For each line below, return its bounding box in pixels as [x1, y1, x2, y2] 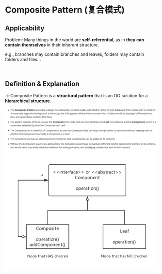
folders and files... [5, 57, 41, 62]
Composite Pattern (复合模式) [5, 4, 125, 15]
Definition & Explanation [5, 80, 80, 88]
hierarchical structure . [5, 98, 51, 104]
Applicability [5, 24, 45, 32]
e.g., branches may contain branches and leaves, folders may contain [5, 51, 145, 57]
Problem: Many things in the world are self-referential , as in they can [5, 37, 145, 43]
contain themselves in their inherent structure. [5, 42, 99, 47]
